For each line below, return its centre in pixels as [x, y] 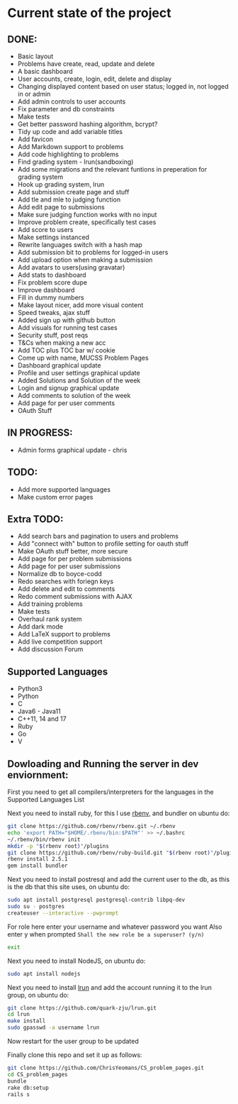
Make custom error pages [55, 497]
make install [27, 1021]
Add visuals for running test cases [68, 327]
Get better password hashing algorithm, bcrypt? [87, 124]
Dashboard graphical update [59, 365]
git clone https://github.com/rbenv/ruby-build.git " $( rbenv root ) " [110, 853]
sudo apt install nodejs [44, 973]
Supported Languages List [46, 800]
